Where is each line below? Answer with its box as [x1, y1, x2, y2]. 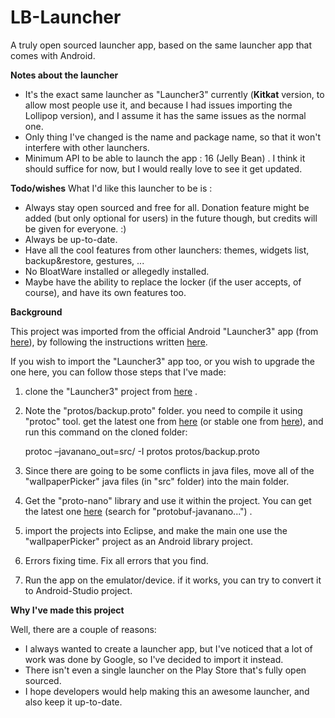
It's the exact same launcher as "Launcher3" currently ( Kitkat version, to [24, 88, 325, 100]
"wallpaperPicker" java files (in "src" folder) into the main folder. [24, 475, 290, 487]
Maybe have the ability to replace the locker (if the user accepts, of [24, 276, 302, 288]
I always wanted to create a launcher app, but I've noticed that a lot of [24, 642, 313, 655]
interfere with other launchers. [24, 141, 150, 153]
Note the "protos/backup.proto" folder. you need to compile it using [24, 404, 303, 416]
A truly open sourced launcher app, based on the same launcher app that [10, 39, 313, 51]
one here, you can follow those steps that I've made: [10, 366, 227, 378]
